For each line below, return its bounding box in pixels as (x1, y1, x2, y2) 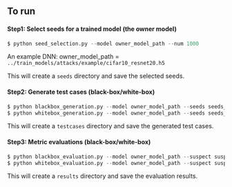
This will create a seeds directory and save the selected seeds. (7, 72, 185, 80)
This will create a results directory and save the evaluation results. (7, 172, 198, 180)
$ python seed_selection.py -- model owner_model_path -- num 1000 (7, 40, 199, 47)
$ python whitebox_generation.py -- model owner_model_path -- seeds (7, 110, 206, 117)
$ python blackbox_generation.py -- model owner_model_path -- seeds (7, 103, 206, 110)
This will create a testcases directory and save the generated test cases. (7, 122, 214, 130)
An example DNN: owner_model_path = (7, 52, 119, 61)
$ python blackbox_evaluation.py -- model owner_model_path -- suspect (7, 153, 212, 160)
